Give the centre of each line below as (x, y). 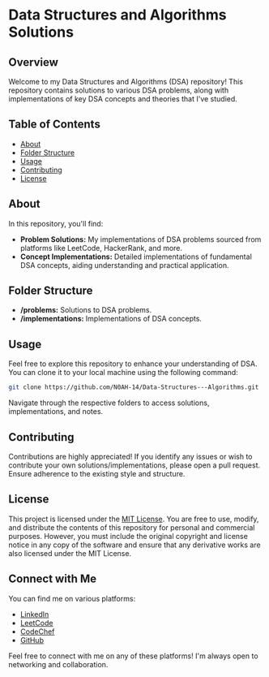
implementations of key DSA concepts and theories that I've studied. (123, 99)
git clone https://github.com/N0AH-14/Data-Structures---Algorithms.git (134, 387)
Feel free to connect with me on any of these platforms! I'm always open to (133, 656)
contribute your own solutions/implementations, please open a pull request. (134, 465)
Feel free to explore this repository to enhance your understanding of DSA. (133, 364)
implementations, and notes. (56, 412)
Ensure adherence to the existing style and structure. (97, 473)
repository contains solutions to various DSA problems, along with (119, 90)
